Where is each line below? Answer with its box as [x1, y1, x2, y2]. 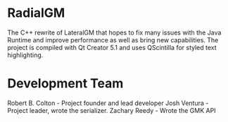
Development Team [7, 75, 124, 92]
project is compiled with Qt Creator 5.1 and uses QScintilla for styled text [7, 43, 217, 51]
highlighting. [7, 51, 44, 59]
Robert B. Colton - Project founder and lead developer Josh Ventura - [7, 99, 209, 107]
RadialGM [7, 5, 65, 21]
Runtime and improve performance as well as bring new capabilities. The [7, 35, 219, 44]
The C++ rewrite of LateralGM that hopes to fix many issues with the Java [7, 28, 222, 37]
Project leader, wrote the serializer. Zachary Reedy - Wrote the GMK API [7, 106, 216, 114]
